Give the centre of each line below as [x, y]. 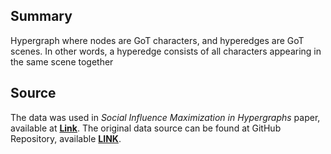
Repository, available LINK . [66, 138]
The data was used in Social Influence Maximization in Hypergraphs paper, [165, 117]
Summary [41, 16]
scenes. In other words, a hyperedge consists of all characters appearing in [166, 51]
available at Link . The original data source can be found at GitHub [146, 128]
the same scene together [62, 61]
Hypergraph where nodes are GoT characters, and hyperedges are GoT [157, 40]
